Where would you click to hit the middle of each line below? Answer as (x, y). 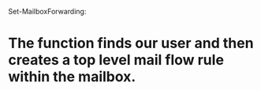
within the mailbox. (72, 77)
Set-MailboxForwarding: (47, 11)
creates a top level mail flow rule (116, 60)
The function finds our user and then (131, 43)
